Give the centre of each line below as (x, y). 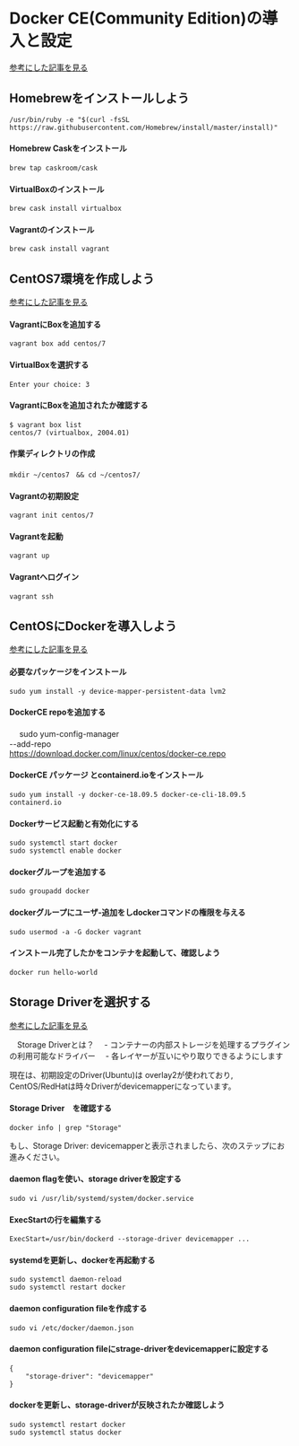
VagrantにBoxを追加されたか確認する (79, 406)
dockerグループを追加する (58, 872)
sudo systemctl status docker (66, 1433)
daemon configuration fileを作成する (78, 1309)
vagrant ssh (31, 596)
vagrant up (30, 556)
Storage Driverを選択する (81, 1002)
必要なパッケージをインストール (68, 671)
